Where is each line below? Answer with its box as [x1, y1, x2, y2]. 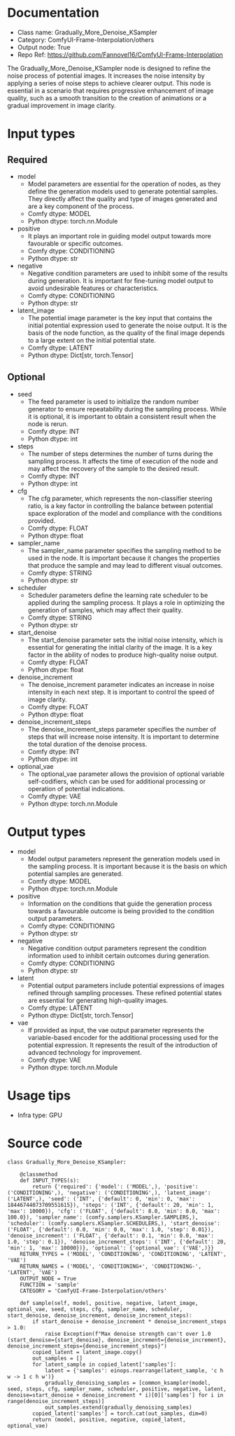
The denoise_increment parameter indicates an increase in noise [27, 680, 215, 688]
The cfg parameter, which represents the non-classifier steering [27, 494, 213, 502]
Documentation [7, 5, 100, 21]
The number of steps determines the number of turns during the [27, 449, 213, 458]
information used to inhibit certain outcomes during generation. [27, 951, 211, 959]
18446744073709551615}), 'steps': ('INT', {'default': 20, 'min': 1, [7, 1201, 215, 1208]
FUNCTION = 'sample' [20, 1281, 80, 1288]
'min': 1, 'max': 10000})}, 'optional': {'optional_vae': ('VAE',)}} [7, 1244, 215, 1252]
